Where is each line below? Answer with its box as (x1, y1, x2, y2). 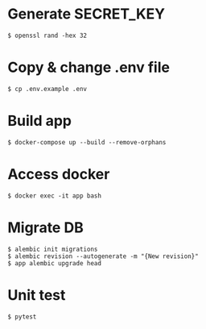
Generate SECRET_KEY (7, 5, 166, 23)
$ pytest (7, 312, 37, 321)
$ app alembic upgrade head (7, 259, 102, 267)
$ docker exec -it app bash (7, 191, 102, 200)
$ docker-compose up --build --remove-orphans (7, 138, 167, 146)
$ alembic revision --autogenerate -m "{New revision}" (7, 252, 199, 260)
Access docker (7, 165, 110, 183)
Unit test (7, 285, 66, 304)
